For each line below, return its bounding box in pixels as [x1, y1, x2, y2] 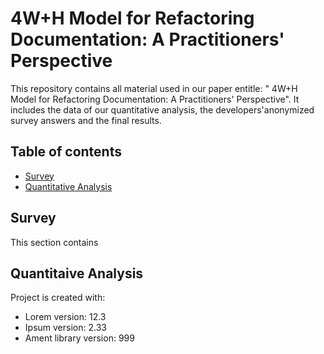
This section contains [10, 236, 99, 248]
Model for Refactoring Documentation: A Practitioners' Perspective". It [10, 93, 300, 105]
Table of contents [10, 143, 122, 161]
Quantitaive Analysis [10, 265, 144, 282]
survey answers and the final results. [10, 114, 162, 126]
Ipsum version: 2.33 [24, 322, 107, 334]
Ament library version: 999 [24, 332, 135, 344]
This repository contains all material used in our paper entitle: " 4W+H [10, 82, 298, 94]
